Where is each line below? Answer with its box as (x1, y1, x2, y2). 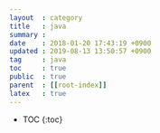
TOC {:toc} (22, 114, 63, 125)
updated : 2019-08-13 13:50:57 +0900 (9, 47, 152, 56)
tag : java (9, 55, 67, 64)
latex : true (9, 89, 67, 98)
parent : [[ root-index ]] (9, 81, 107, 90)
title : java (9, 22, 67, 31)
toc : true (9, 64, 67, 73)
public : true (9, 72, 67, 81)
